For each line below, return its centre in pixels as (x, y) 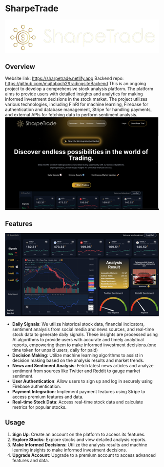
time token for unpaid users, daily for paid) (55, 350)
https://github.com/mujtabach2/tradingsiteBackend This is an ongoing (76, 84)
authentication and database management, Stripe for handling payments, (79, 110)
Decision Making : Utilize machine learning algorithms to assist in (77, 355)
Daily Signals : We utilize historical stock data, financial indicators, (78, 324)
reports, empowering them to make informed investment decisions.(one (84, 345)
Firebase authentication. (36, 386)
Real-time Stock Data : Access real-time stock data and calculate (77, 402)
